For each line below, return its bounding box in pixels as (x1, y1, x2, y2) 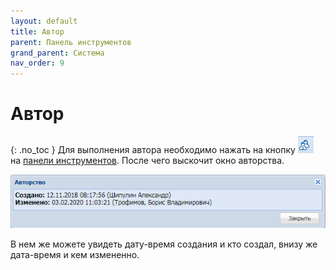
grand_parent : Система (10, 48, 105, 58)
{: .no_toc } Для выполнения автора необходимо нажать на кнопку (10, 144, 296, 156)
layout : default (10, 16, 78, 26)
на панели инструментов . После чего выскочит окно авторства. (10, 155, 285, 167)
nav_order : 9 (10, 58, 65, 69)
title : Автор (10, 26, 65, 37)
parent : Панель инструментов (10, 37, 132, 47)
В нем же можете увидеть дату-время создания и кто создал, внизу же (10, 238, 318, 250)
